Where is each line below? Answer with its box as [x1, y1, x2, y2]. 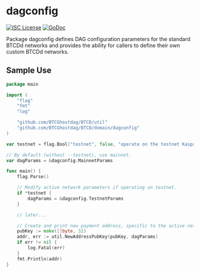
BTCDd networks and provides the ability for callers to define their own [6, 42, 180, 49]
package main [6, 81, 39, 87]
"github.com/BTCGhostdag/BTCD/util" [17, 119, 108, 126]
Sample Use [6, 66, 52, 76]
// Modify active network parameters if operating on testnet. [17, 185, 177, 191]
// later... [17, 212, 46, 218]
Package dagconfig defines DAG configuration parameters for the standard [6, 35, 190, 42]
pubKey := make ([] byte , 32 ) [17, 228, 86, 234]
